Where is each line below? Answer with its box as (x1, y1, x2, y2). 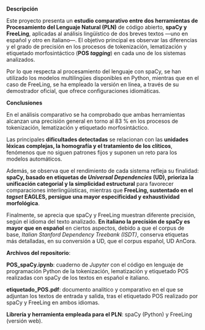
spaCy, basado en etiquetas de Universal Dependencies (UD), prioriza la (6, 174, 194, 181)
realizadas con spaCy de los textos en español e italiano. (6, 274, 150, 281)
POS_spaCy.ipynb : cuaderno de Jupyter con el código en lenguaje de (6, 261, 184, 268)
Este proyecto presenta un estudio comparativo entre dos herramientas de (6, 17, 198, 24)
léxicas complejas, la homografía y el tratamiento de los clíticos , (6, 142, 173, 149)
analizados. (6, 56, 35, 63)
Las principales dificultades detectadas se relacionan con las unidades (6, 136, 188, 143)
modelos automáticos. (6, 155, 62, 163)
